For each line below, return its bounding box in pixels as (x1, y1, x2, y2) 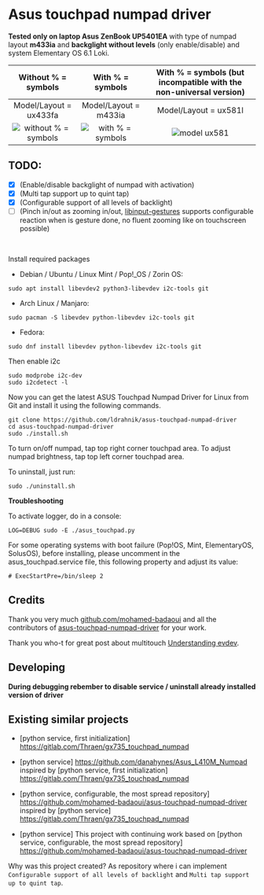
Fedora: (19, 328, 45, 337)
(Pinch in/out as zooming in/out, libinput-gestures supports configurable (19, 206, 254, 215)
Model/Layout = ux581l (156, 105, 244, 116)
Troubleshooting (8, 496, 64, 505)
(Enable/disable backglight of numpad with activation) (19, 179, 195, 190)
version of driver (8, 690, 64, 699)
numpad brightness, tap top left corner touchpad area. (8, 452, 185, 461)
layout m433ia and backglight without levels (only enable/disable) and (8, 39, 240, 49)
